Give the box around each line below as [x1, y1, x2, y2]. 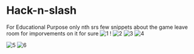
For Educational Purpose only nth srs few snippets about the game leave [6, 23, 189, 31]
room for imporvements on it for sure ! [6, 29, 112, 37]
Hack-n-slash [6, 4, 77, 17]
